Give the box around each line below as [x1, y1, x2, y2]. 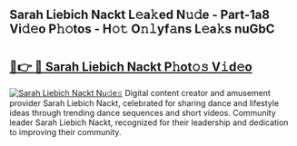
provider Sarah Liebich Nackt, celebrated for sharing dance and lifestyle [9, 98, 280, 108]
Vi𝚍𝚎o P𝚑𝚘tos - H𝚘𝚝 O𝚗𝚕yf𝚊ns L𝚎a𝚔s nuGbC [9, 22, 275, 37]
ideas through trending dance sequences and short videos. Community [9, 108, 277, 118]
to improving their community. [9, 127, 122, 137]
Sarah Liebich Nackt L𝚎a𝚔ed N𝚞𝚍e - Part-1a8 [9, 7, 271, 23]
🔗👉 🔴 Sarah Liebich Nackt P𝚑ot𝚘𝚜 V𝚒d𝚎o [9, 59, 252, 74]
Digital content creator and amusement [124, 88, 271, 98]
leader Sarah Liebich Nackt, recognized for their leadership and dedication [9, 117, 289, 128]
